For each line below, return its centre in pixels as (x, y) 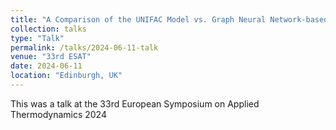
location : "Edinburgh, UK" (66, 76)
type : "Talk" (37, 38)
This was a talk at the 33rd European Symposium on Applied (135, 103)
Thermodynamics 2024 (58, 114)
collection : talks (48, 29)
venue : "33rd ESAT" (51, 57)
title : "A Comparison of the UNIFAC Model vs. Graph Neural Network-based (169, 19)
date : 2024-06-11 (46, 66)
